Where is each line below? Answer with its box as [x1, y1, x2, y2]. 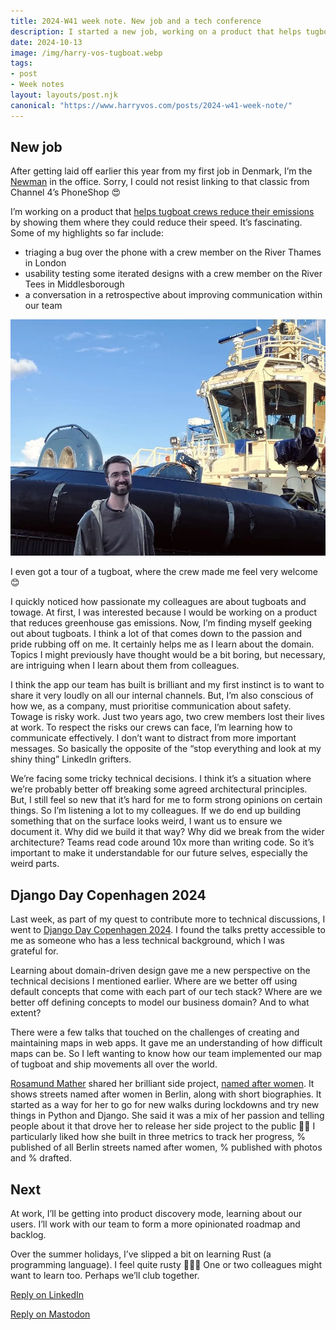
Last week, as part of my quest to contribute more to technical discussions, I [10, 913, 326, 925]
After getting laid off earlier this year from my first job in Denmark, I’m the [10, 165, 313, 177]
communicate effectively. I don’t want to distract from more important [10, 732, 297, 744]
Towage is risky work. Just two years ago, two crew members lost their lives [10, 711, 325, 723]
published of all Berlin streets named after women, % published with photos [10, 1141, 323, 1154]
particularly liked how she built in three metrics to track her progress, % [10, 1131, 307, 1143]
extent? [10, 1007, 42, 1019]
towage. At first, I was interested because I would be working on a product [10, 606, 318, 619]
